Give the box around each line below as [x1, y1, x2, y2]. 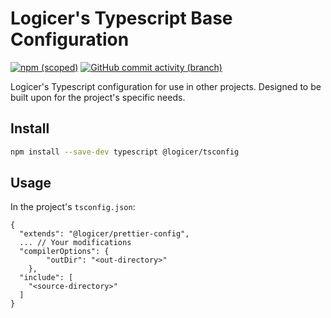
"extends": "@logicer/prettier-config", [19, 229, 190, 239]
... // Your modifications [19, 238, 132, 248]
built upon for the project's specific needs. [10, 91, 186, 103]
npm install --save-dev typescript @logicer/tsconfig [10, 147, 240, 157]
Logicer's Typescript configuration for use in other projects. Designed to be [10, 80, 322, 92]
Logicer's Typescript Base [10, 7, 233, 30]
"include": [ [19, 273, 74, 283]
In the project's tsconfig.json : [10, 201, 136, 213]
